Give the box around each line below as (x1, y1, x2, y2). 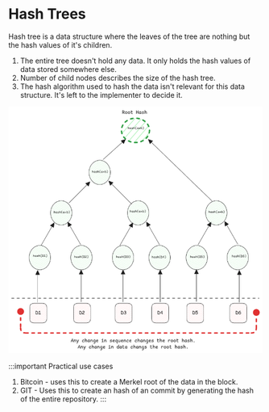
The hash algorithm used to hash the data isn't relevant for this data (19, 82, 246, 91)
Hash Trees (8, 5, 86, 23)
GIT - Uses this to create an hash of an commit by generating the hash (19, 385, 254, 395)
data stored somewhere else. (19, 64, 117, 74)
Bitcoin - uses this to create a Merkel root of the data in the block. (19, 376, 238, 386)
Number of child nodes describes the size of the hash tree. (19, 73, 216, 82)
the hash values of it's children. (8, 40, 113, 49)
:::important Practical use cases (8, 361, 114, 371)
